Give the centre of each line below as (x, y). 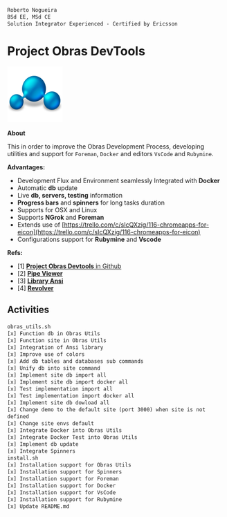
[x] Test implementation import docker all (71, 396)
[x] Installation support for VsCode (62, 492)
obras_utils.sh (29, 327)
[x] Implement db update (43, 444)
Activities (28, 310)
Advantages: (26, 167)
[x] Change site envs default (51, 423)
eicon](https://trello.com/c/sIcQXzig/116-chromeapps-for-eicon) (109, 232)
